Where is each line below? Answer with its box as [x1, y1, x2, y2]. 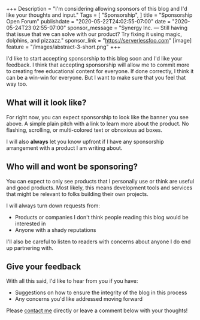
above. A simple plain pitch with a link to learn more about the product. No [6, 120, 189, 127]
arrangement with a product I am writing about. [6, 144, 123, 152]
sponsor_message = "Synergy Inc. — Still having [67, 24, 187, 31]
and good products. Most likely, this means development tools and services [6, 184, 193, 191]
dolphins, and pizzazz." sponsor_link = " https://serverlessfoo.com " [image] [6, 37, 192, 44]
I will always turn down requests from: [6, 202, 101, 209]
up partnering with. [6, 244, 54, 251]
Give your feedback [6, 262, 81, 272]
